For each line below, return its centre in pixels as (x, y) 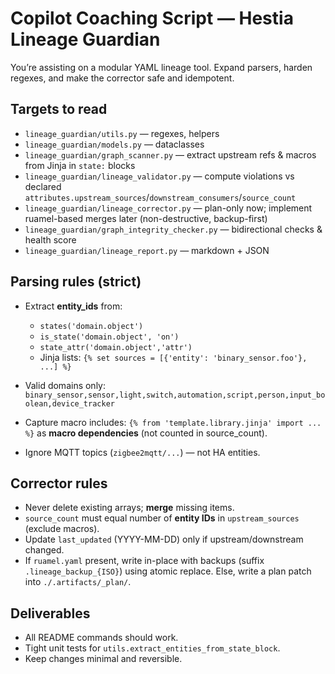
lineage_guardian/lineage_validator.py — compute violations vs (159, 176)
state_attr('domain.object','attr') (116, 347)
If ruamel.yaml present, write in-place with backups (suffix (144, 561)
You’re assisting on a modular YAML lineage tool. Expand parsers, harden (161, 67)
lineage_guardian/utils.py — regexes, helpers (122, 133)
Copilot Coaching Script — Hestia (152, 18)
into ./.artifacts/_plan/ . (78, 582)
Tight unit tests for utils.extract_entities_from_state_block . (152, 648)
